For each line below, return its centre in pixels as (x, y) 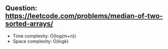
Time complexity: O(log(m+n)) (44, 36)
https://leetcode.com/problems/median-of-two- (84, 16)
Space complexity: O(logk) (40, 41)
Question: (21, 8)
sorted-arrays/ (29, 24)
